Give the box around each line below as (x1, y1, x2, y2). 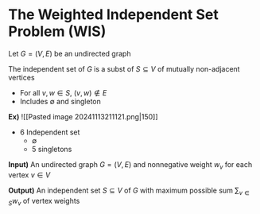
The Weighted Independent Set (8, 6, 219, 24)
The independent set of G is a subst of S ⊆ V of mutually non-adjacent (8, 64, 240, 73)
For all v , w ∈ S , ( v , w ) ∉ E (19, 88, 107, 97)
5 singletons (31, 144, 72, 154)
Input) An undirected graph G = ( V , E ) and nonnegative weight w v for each (8, 159, 253, 171)
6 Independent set (19, 127, 80, 137)
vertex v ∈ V (8, 169, 51, 180)
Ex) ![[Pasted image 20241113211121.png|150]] (8, 111, 158, 121)
